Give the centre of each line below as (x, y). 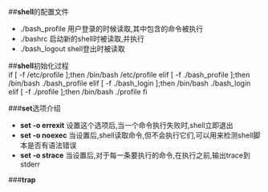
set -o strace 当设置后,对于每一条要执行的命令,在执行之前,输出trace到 (135, 155)
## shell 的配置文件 (39, 12)
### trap (22, 180)
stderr (30, 164)
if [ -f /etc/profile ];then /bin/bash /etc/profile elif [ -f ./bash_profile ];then (129, 75)
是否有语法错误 (52, 145)
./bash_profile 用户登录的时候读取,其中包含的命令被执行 (112, 29)
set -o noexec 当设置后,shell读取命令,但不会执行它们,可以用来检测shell (136, 135)
